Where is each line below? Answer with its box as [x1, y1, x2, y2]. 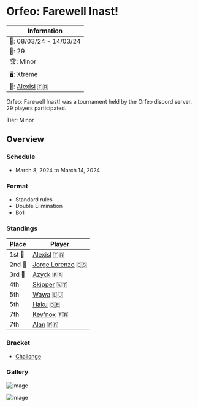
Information [27, 26, 63, 35]
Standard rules [15, 195, 53, 203]
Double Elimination [15, 202, 63, 209]
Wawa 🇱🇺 [32, 290, 63, 299]
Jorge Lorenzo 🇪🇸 [32, 260, 88, 269]
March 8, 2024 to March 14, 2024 [15, 166, 101, 174]
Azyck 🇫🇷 [32, 270, 63, 279]
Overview [6, 134, 45, 145]
